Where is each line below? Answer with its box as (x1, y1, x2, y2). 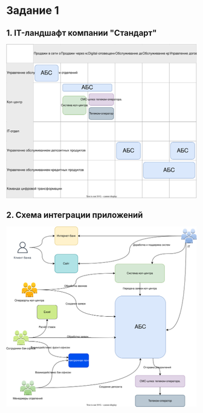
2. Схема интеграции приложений (6, 210, 143, 220)
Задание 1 (6, 4, 59, 18)
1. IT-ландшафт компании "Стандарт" (6, 28, 157, 38)
